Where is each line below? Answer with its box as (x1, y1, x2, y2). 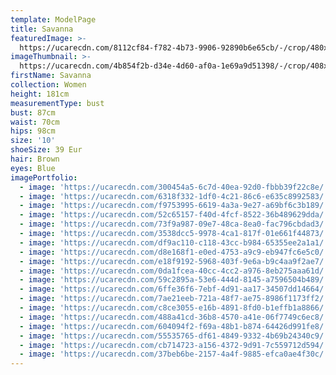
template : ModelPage (10, 14, 97, 25)
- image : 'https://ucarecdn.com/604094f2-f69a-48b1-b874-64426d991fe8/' (19, 321, 329, 331)
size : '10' (10, 136, 56, 146)
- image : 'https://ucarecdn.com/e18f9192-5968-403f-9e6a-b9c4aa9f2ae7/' (19, 256, 329, 266)
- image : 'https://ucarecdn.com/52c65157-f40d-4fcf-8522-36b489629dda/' (19, 210, 329, 220)
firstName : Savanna (10, 71, 92, 81)
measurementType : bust (10, 98, 105, 108)
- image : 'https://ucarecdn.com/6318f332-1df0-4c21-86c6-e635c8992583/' (19, 191, 329, 201)
